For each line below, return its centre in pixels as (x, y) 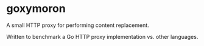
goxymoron (36, 9)
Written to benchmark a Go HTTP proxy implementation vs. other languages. (102, 36)
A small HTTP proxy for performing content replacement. (78, 25)
